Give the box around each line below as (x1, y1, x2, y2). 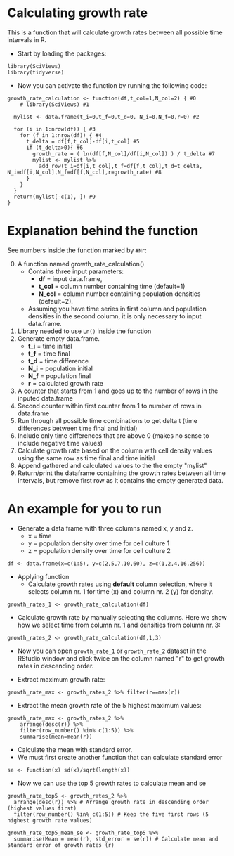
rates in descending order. (17, 661, 94, 670)
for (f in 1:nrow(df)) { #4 (20, 131, 102, 138)
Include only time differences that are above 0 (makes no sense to (17, 431, 209, 440)
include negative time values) (17, 439, 103, 447)
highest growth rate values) (7, 817, 93, 824)
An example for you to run (7, 501, 162, 517)
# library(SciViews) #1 (20, 100, 90, 108)
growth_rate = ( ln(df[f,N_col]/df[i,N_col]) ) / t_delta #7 (32, 150, 216, 157)
